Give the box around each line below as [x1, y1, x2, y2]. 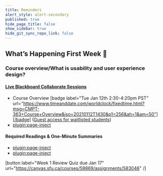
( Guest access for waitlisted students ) [32, 116, 111, 122]
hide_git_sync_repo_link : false [5, 31, 73, 36]
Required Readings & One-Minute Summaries [5, 134, 103, 140]
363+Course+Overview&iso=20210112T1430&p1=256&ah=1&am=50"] [12, 111, 158, 117]
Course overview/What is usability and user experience [5, 65, 145, 72]
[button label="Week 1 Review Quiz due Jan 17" [5, 160, 104, 166]
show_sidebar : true [5, 26, 47, 31]
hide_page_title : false [5, 21, 56, 27]
